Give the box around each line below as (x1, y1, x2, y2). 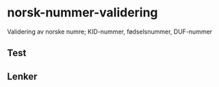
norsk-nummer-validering (7, 5, 159, 21)
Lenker (7, 71, 38, 82)
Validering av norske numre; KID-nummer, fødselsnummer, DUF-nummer (7, 27, 213, 36)
